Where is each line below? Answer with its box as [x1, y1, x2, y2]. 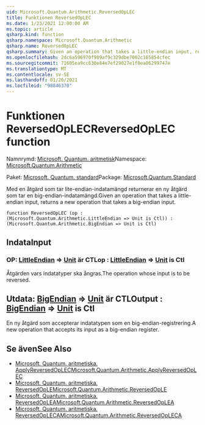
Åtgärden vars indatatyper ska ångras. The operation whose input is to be [6, 269, 190, 277]
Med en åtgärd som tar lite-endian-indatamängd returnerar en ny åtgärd [6, 185, 187, 192]
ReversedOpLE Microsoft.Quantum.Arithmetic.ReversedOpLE [15, 386, 167, 393]
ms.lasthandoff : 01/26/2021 [6, 77, 78, 83]
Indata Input [6, 238, 52, 248]
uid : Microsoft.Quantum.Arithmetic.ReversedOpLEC [6, 9, 135, 15]
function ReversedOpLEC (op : [6, 210, 84, 216]
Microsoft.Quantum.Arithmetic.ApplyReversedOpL [71, 366, 197, 374]
